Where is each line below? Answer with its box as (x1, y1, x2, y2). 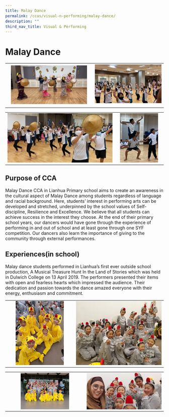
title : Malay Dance (5, 8, 46, 13)
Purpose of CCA (5, 174, 57, 183)
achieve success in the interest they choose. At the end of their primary (5, 214, 153, 220)
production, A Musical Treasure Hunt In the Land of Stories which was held (5, 269, 161, 275)
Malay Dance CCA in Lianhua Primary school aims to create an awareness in (5, 187, 163, 193)
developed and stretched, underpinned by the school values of (5, 203, 136, 209)
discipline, (5, 209, 27, 215)
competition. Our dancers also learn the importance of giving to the (5, 230, 145, 236)
